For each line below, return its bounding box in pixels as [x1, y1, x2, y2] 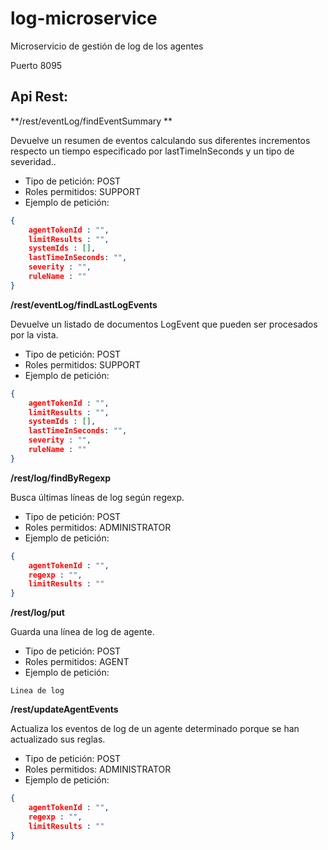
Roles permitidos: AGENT [24, 656, 130, 668]
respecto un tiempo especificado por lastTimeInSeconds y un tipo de [10, 145, 295, 157]
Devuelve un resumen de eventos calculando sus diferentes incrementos [10, 134, 311, 146]
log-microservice [10, 7, 158, 30]
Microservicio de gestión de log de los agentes [10, 40, 204, 52]
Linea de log [10, 686, 65, 696]
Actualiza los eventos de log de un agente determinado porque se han [10, 723, 300, 735]
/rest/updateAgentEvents [10, 703, 119, 716]
